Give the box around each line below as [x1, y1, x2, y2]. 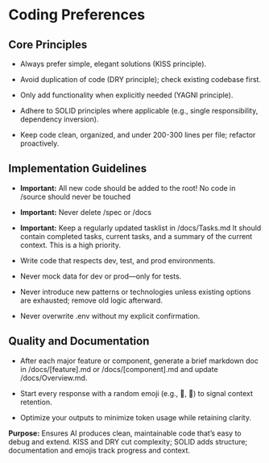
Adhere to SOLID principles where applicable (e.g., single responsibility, [19, 106, 259, 115]
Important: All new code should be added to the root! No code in [19, 183, 236, 192]
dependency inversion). [19, 114, 99, 124]
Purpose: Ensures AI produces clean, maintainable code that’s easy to [8, 428, 242, 438]
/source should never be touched [19, 192, 131, 201]
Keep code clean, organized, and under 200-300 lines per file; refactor [19, 130, 256, 139]
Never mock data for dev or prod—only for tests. [19, 271, 182, 281]
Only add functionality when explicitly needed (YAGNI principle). [19, 90, 234, 100]
